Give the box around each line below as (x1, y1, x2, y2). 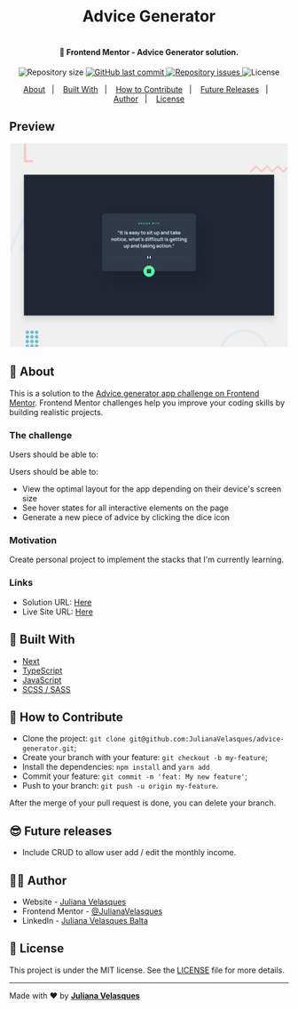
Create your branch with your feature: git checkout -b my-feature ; (21, 752, 268, 763)
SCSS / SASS (21, 684, 71, 694)
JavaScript (21, 674, 62, 685)
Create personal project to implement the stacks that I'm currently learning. (9, 554, 284, 565)
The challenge (9, 429, 73, 441)
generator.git (21, 744, 74, 753)
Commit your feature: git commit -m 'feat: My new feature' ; (21, 771, 248, 782)
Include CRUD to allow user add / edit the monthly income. (21, 847, 237, 858)
